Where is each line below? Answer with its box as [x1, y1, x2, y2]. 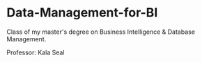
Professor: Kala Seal [6, 48, 65, 56]
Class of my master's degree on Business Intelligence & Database [6, 28, 196, 36]
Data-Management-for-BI [6, 5, 158, 21]
